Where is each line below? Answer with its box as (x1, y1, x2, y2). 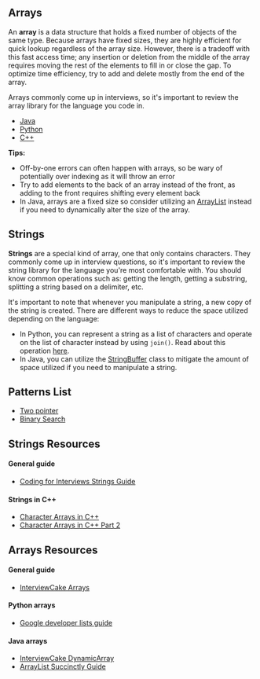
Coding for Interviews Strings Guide (19, 477, 136, 486)
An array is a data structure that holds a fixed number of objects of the (8, 27, 237, 36)
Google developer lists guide (19, 618, 112, 628)
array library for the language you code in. (8, 101, 145, 110)
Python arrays (8, 600, 56, 610)
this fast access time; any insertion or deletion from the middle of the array (8, 52, 250, 61)
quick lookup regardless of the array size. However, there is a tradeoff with (8, 43, 250, 53)
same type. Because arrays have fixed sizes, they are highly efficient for (8, 35, 242, 45)
